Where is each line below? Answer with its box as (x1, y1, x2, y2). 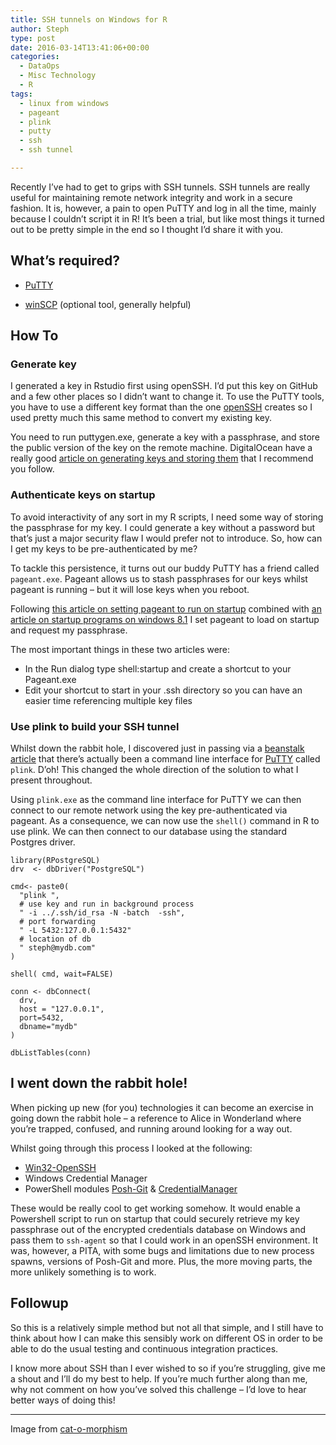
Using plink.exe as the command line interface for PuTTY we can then (10, 793, 302, 805)
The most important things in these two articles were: (10, 643, 231, 655)
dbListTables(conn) (10, 1047, 92, 1058)
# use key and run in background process (19, 899, 195, 909)
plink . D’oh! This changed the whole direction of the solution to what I (10, 763, 299, 775)
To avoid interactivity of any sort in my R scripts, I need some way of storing (10, 511, 324, 523)
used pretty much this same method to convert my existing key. (10, 412, 272, 424)
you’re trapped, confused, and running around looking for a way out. (10, 1122, 293, 1135)
